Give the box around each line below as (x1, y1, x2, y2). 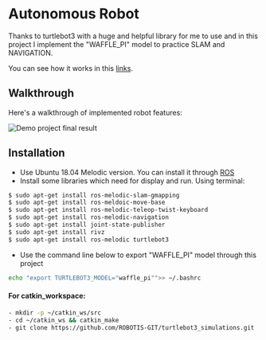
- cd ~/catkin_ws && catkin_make (8, 316, 119, 324)
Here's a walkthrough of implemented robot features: (8, 107, 183, 117)
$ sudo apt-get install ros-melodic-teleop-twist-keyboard (8, 206, 209, 214)
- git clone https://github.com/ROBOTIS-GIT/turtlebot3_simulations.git (8, 323, 255, 331)
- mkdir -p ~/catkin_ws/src (8, 308, 102, 317)
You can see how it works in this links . (8, 63, 134, 72)
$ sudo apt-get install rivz (8, 228, 105, 236)
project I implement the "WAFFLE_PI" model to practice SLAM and (8, 39, 225, 49)
